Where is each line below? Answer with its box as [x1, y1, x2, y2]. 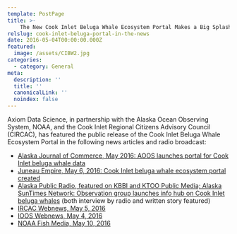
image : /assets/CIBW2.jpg [13, 50, 90, 57]
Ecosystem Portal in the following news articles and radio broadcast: [7, 138, 207, 146]
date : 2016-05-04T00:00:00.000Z [7, 37, 102, 44]
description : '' [13, 76, 61, 83]
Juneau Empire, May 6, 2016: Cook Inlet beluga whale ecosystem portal [17, 167, 226, 175]
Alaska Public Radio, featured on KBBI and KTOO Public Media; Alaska [17, 182, 222, 189]
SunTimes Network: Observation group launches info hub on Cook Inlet [17, 189, 225, 197]
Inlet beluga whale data [17, 159, 86, 167]
